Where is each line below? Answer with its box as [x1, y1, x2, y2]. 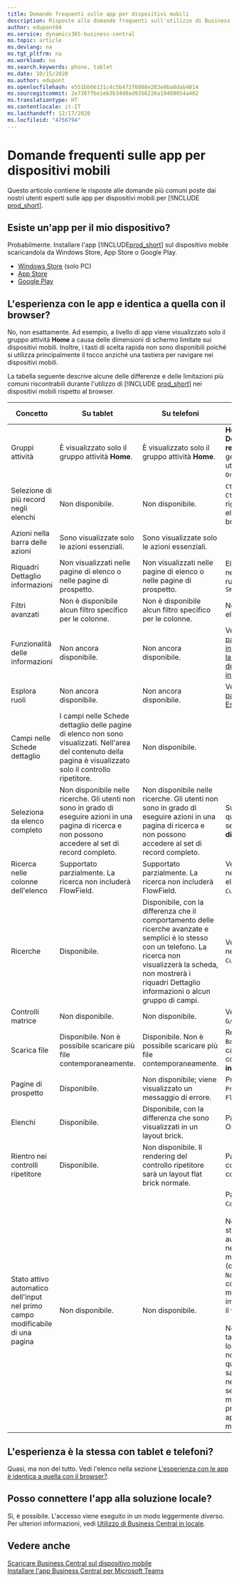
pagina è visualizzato [59, 756, 130, 766]
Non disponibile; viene [142, 1074, 217, 1084]
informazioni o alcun [142, 987, 211, 997]
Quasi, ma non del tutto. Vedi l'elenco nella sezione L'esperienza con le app [7, 1464, 229, 1473]
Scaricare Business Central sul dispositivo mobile [7, 1558, 152, 1567]
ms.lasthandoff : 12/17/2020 [7, 110, 91, 117]
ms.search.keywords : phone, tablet [7, 63, 113, 71]
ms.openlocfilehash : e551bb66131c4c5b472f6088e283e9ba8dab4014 [7, 83, 199, 91]
